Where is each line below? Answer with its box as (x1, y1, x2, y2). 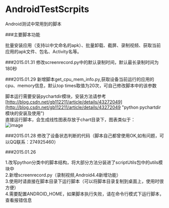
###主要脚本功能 (5, 31, 40, 37)
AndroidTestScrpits (5, 4, 89, 15)
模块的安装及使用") (5, 110, 44, 116)
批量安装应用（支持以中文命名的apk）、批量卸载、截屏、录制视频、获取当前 (5, 42, 161, 48)
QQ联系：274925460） (9, 138, 59, 145)
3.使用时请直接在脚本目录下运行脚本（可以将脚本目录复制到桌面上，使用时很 (5, 178, 164, 184)
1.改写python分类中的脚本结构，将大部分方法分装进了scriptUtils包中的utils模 (5, 159, 163, 165)
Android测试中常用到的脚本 (5, 21, 62, 27)
